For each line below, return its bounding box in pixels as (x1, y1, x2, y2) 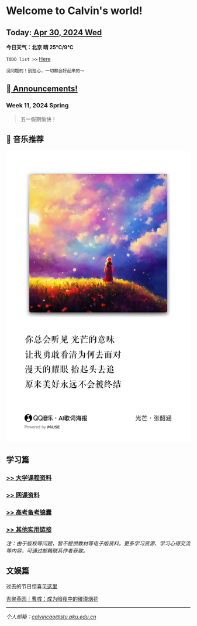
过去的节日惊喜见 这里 (6, 583, 57, 590)
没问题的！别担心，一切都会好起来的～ (6, 68, 85, 74)
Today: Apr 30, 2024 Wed (6, 28, 102, 38)
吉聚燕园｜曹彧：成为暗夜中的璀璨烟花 (6, 595, 98, 602)
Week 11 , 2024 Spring (6, 101, 69, 110)
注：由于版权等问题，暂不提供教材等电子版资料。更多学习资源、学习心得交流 (6, 540, 191, 547)
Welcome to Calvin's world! (6, 4, 143, 18)
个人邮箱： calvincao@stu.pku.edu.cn (6, 613, 96, 620)
